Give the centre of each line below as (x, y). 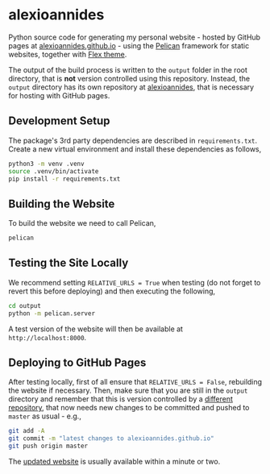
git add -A (27, 431)
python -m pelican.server (52, 313)
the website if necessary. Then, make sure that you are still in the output (128, 391)
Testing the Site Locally (69, 263)
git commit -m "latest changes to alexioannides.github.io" (112, 439)
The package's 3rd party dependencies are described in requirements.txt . (133, 140)
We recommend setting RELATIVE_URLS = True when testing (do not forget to (135, 282)
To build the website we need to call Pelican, (82, 223)
